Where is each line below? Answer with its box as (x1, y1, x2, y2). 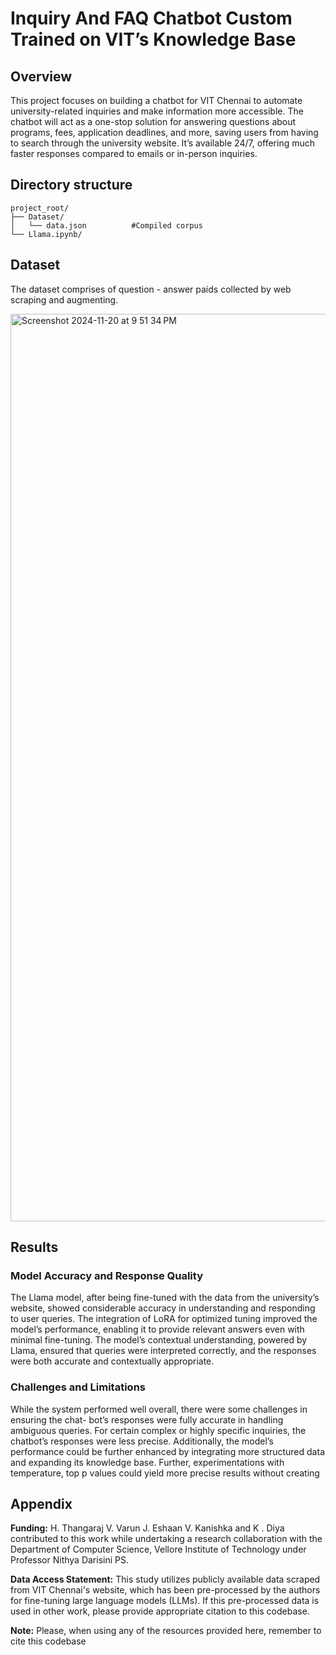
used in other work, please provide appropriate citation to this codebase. (10, 1605, 310, 1617)
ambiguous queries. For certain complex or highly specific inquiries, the (10, 1424, 307, 1436)
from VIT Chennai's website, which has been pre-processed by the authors (10, 1584, 321, 1596)
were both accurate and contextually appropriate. (10, 1355, 215, 1367)
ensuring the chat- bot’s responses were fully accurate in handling (10, 1413, 284, 1426)
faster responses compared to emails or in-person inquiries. (10, 148, 258, 159)
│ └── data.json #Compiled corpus (10, 220, 203, 231)
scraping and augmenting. (10, 293, 119, 306)
